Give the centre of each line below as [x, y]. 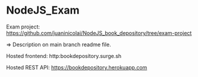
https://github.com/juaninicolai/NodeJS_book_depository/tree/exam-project [99, 33]
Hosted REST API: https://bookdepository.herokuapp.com [77, 67]
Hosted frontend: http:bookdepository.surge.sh [64, 56]
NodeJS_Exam [43, 10]
